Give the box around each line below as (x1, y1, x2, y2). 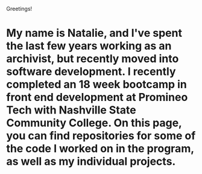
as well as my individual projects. (6, 155, 176, 169)
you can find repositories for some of (6, 129, 196, 143)
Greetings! (6, 5, 33, 12)
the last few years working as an (6, 39, 172, 53)
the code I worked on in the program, (6, 142, 194, 156)
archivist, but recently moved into (6, 52, 179, 66)
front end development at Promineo (6, 91, 188, 105)
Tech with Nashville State (6, 103, 137, 117)
